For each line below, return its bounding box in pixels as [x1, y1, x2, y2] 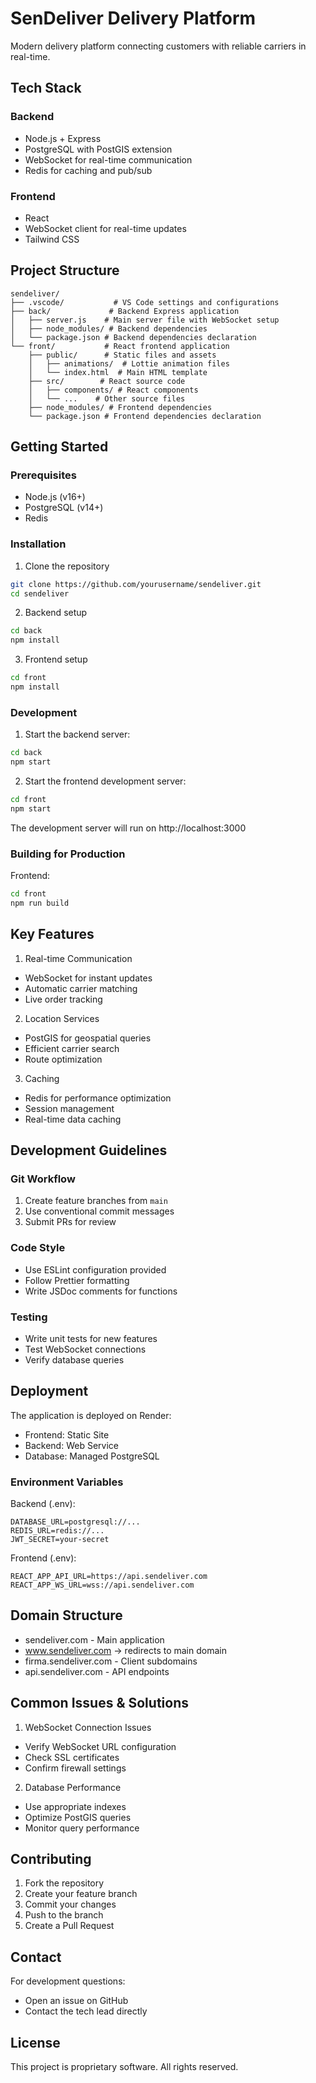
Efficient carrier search [24, 1042, 120, 1054]
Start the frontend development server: [24, 775, 187, 787]
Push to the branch [24, 1909, 104, 1921]
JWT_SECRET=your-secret [10, 1535, 110, 1545]
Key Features [10, 926, 95, 943]
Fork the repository [24, 1877, 105, 1889]
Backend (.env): [10, 1498, 76, 1510]
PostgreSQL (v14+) [24, 502, 104, 514]
